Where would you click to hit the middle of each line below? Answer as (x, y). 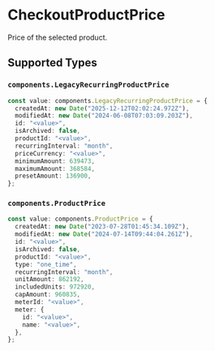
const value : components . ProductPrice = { (80, 219)
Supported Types (53, 63)
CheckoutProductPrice (86, 15)
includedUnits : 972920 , (55, 287)
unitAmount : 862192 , (49, 280)
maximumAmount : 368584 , (55, 169)
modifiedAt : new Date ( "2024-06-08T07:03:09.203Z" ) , (104, 116)
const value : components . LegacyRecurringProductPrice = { (107, 101)
